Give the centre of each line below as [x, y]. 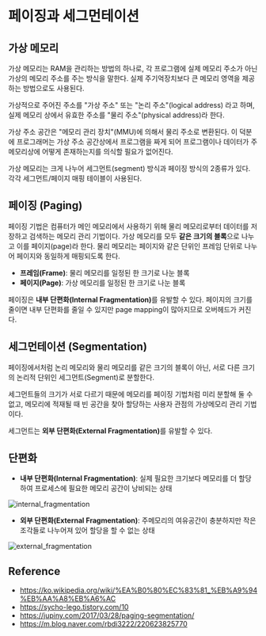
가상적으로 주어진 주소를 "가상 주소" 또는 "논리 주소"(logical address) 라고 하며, [131, 105]
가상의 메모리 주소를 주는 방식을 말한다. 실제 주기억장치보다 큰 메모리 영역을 [124, 78]
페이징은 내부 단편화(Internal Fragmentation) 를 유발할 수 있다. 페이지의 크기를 [131, 299]
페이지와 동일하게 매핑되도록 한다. [68, 256]
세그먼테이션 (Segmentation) [78, 347]
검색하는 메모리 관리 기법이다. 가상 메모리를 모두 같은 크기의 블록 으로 [134, 236]
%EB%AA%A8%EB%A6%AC [68, 599]
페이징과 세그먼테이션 [74, 16]
